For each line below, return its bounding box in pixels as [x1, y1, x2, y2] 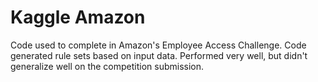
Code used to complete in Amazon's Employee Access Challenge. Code [10, 39, 307, 51]
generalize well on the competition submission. [10, 60, 205, 72]
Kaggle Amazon [10, 6, 146, 29]
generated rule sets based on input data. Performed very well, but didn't [10, 49, 308, 61]
